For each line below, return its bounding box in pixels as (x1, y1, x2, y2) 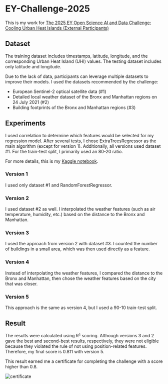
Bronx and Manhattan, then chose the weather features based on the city (5, 275, 156, 281)
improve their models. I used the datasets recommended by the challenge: (5, 78, 158, 84)
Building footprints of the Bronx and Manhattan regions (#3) (12, 104, 136, 111)
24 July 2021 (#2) (12, 99, 49, 105)
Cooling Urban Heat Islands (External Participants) (5, 25, 109, 31)
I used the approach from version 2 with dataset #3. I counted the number (5, 241, 157, 247)
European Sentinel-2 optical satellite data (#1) (12, 88, 106, 94)
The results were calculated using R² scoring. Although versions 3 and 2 (5, 332, 154, 338)
